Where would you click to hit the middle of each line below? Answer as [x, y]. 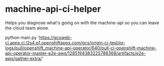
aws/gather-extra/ [23, 58]
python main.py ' [22, 37]
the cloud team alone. [27, 28]
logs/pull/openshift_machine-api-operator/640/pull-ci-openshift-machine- [81, 48]
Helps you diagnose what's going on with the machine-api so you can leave [82, 23]
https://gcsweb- [55, 37]
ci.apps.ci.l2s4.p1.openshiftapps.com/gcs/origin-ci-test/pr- [65, 42]
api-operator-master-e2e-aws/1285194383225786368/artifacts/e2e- [76, 53]
